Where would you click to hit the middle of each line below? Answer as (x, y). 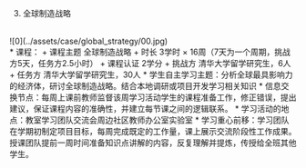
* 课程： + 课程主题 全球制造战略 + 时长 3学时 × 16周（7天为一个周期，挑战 (150, 52)
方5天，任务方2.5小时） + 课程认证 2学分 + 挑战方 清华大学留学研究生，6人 (150, 63)
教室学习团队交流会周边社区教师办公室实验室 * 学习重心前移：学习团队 (157, 120)
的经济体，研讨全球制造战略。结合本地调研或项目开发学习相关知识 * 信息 (145, 86)
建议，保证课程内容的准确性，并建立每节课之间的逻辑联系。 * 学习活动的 (145, 109)
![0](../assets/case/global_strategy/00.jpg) (89, 41)
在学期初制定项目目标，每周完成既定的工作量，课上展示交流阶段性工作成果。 (153, 131)
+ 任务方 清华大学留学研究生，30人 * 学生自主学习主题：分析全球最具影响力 (151, 74)
